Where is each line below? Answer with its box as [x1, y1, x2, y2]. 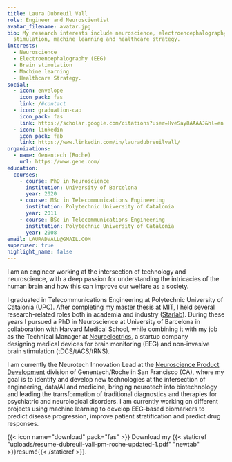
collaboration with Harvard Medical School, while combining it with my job [7, 325, 218, 333]
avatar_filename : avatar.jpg [7, 23, 91, 30]
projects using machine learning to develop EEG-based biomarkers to [7, 405, 205, 413]
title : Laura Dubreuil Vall [7, 10, 88, 17]
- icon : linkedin [13, 126, 64, 133]
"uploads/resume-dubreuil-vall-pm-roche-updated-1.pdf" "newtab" [7, 441, 200, 448]
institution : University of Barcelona [25, 184, 137, 191]
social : [7, 81, 30, 88]
